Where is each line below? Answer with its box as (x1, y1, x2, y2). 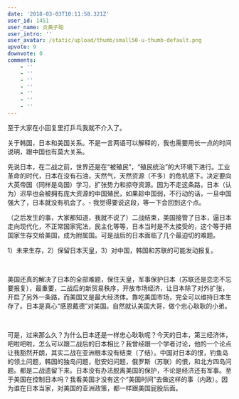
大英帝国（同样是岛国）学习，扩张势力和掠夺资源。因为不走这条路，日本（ (7, 180, 225, 188)
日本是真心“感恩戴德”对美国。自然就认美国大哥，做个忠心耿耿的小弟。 (26, 302, 231, 310)
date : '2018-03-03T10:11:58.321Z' (7, 10, 110, 18)
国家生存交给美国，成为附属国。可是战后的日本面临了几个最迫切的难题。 (7, 230, 219, 239)
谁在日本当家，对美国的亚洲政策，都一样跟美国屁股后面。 (13, 383, 182, 392)
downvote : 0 (7, 50, 43, 58)
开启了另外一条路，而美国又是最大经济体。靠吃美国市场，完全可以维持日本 (7, 292, 225, 301)
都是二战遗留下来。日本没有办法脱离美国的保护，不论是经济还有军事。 (19, 366, 225, 374)
